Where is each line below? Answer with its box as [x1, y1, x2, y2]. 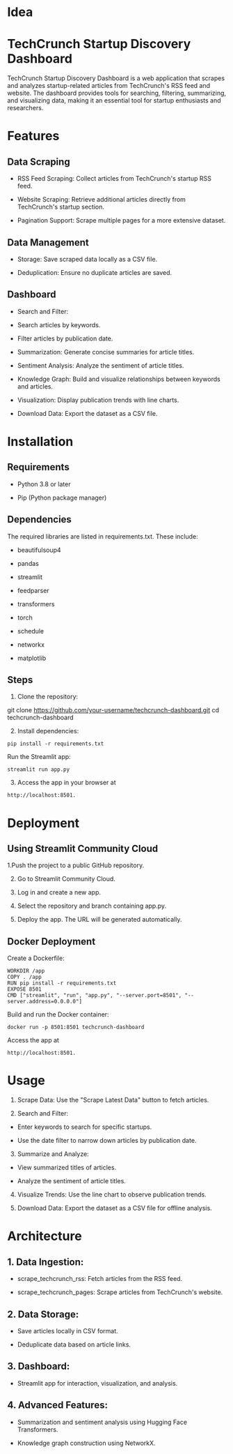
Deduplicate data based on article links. [17, 1340, 131, 1349]
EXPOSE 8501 [7, 986, 42, 993]
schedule [17, 627, 45, 635]
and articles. [17, 382, 54, 391]
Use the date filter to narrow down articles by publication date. [17, 1137, 197, 1145]
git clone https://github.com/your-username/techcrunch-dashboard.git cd [7, 706, 220, 714]
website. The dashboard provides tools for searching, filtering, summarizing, [7, 89, 227, 98]
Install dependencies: [17, 727, 79, 735]
